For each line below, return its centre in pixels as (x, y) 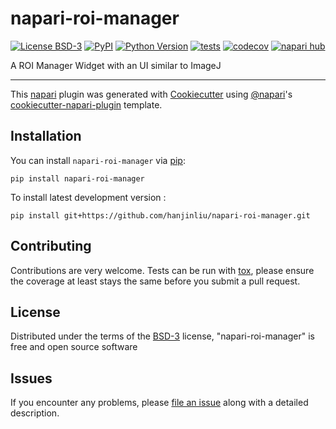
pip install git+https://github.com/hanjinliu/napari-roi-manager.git (160, 215)
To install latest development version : (88, 197)
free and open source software (74, 347)
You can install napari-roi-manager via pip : (98, 160)
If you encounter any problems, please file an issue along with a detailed (159, 403)
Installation (46, 136)
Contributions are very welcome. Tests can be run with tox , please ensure (162, 270)
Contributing (51, 246)
